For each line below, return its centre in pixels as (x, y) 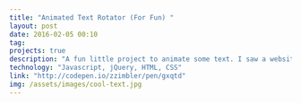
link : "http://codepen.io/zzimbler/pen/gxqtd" (98, 76)
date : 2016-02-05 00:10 (54, 34)
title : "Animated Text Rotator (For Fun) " (92, 17)
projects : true (38, 51)
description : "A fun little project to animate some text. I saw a (138, 59)
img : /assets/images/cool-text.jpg (76, 84)
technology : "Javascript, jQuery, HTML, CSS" (95, 68)
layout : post (34, 26)
